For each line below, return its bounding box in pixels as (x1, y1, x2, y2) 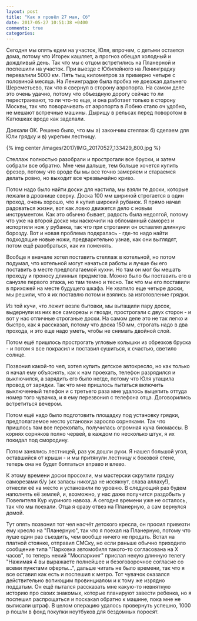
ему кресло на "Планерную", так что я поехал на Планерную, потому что (6, 527, 191, 534)
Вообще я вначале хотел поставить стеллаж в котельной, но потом (6, 253, 176, 261)
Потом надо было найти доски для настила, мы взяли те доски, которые (6, 186, 189, 193)
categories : (6, 31, 35, 36)
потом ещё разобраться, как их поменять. (6, 242, 113, 249)
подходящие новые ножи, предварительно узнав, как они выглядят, (6, 236, 178, 243)
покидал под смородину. (6, 436, 69, 444)
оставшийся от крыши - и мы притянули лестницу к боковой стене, (6, 454, 176, 462)
